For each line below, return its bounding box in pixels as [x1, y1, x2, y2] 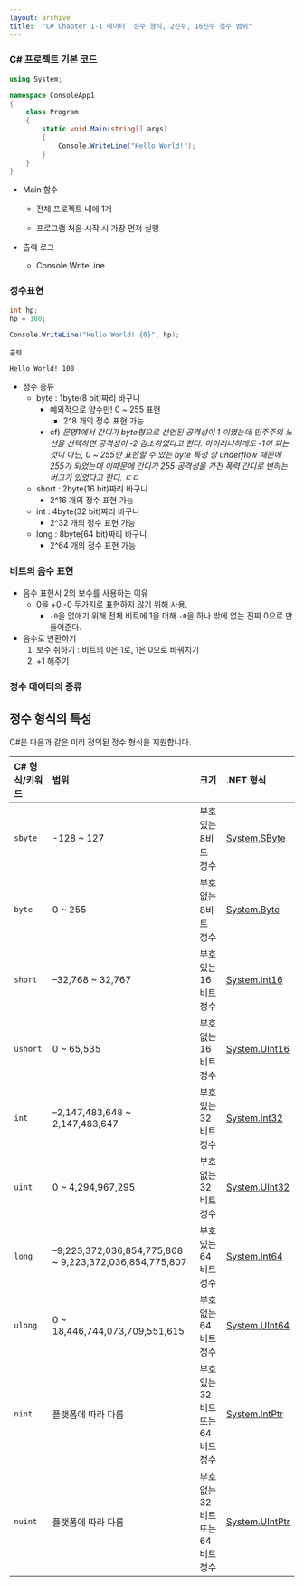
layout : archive [9, 13, 71, 23]
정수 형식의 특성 [9, 711, 92, 726]
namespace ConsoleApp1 [9, 91, 95, 100]
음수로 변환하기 [22, 632, 77, 644]
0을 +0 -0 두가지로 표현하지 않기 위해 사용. [35, 598, 188, 609]
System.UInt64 [225, 1319, 290, 1332]
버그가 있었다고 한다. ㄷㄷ [49, 472, 139, 483]
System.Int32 [225, 1112, 283, 1124]
